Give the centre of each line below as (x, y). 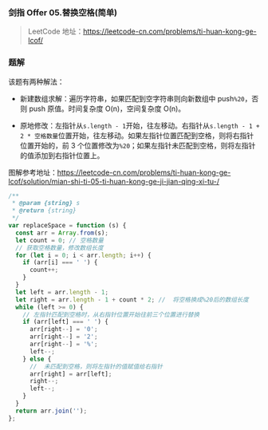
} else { (37, 359)
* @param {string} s (46, 203)
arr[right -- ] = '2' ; (63, 337)
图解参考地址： (33, 172)
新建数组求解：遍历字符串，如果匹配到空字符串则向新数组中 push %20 (132, 98)
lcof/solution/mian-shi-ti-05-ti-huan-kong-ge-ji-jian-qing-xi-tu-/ (114, 181)
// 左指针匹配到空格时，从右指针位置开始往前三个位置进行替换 (111, 314)
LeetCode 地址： (55, 32)
